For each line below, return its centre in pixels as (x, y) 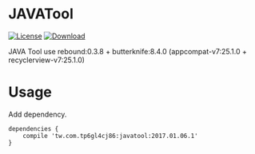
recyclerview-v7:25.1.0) (47, 60)
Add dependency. (38, 114)
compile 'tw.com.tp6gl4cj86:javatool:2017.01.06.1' (110, 136)
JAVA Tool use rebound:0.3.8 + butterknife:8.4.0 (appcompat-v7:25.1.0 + (128, 51)
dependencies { (34, 128)
